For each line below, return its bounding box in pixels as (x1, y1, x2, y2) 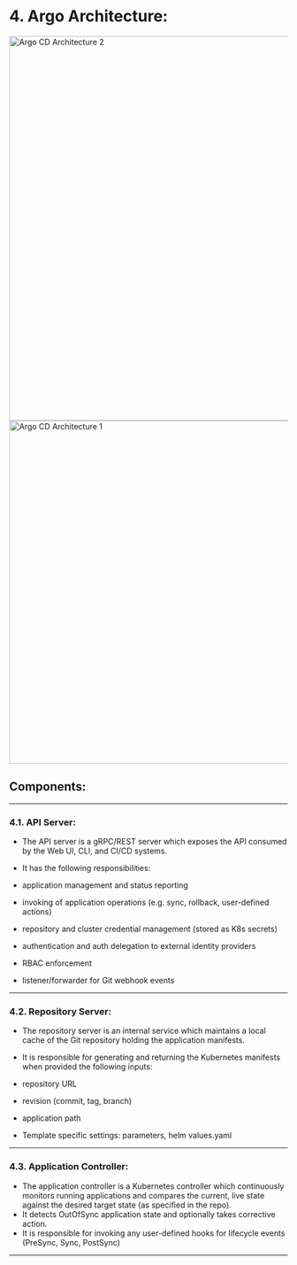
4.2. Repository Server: (9, 1005, 112, 1017)
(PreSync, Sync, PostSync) (21, 1237, 121, 1247)
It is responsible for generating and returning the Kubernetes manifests (21, 1052, 281, 1063)
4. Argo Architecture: (9, 6, 168, 27)
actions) (21, 906, 52, 917)
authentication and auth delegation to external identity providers (21, 941, 256, 952)
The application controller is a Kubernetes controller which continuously (21, 1180, 285, 1192)
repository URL (21, 1078, 78, 1090)
